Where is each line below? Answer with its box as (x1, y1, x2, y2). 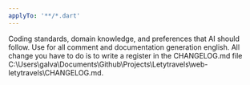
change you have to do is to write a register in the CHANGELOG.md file (8, 51, 243, 60)
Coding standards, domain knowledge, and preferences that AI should (8, 34, 240, 43)
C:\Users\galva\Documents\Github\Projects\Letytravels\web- (8, 59, 208, 69)
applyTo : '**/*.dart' (8, 11, 81, 20)
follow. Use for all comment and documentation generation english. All (8, 42, 240, 52)
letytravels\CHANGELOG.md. (8, 67, 104, 77)
